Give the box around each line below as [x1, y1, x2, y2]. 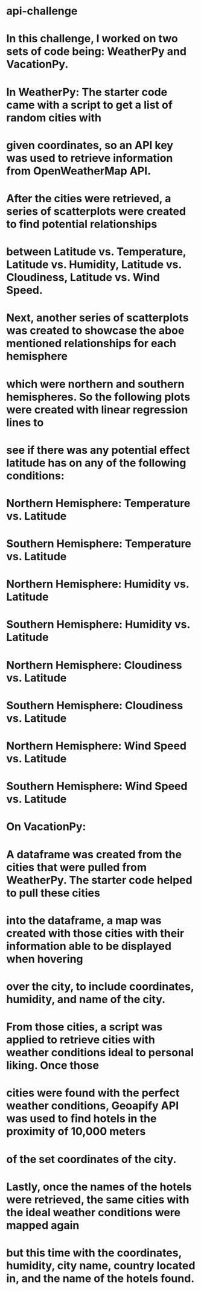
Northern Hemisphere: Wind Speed [6, 739, 187, 753]
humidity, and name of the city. [6, 992, 166, 1006]
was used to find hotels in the [6, 1112, 157, 1126]
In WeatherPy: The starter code [6, 85, 168, 99]
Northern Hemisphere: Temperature [6, 496, 191, 510]
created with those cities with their [6, 926, 185, 940]
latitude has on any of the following [6, 456, 187, 470]
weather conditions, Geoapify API [6, 1099, 179, 1113]
